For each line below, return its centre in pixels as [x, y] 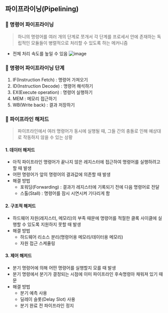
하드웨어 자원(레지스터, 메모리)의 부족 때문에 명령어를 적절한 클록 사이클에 [85, 218]
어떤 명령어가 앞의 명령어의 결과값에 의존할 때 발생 [61, 175]
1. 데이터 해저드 [20, 149]
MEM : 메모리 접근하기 [34, 98]
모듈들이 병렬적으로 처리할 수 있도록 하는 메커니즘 [79, 43]
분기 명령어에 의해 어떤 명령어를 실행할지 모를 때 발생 [64, 268]
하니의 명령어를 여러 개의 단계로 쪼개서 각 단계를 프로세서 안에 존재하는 [87, 36]
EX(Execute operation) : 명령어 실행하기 [53, 92]
